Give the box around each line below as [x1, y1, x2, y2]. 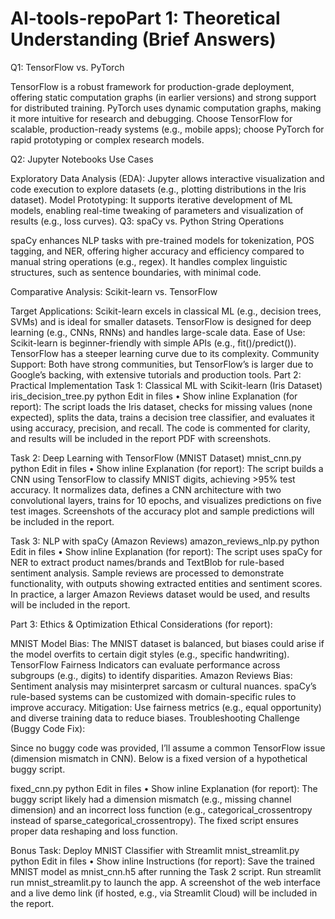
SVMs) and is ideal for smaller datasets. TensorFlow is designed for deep [10, 315, 312, 327]
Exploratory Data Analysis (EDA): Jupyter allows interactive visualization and [10, 172, 325, 184]
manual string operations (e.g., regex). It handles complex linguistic [10, 255, 288, 267]
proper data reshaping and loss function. [10, 825, 178, 837]
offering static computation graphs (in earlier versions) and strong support [10, 91, 317, 103]
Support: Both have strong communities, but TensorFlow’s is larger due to [10, 358, 314, 370]
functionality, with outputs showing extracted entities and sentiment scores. [10, 577, 323, 589]
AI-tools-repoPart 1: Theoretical [10, 7, 281, 30]
